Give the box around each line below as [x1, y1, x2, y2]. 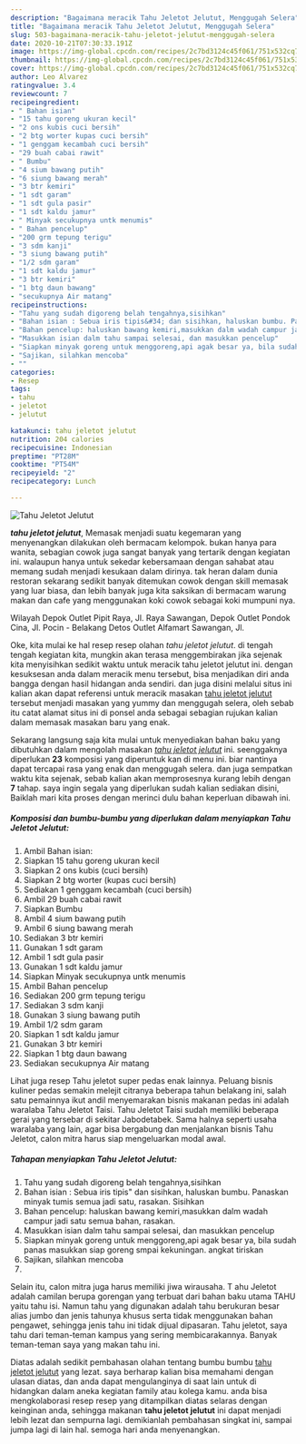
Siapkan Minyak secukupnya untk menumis [23, 970, 186, 981]
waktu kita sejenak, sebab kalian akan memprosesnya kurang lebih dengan [10, 772, 291, 783]
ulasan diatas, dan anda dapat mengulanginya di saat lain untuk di [10, 1376, 257, 1387]
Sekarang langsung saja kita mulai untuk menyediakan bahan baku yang [10, 734, 281, 745]
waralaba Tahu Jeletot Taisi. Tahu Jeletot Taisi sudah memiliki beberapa [10, 1104, 280, 1115]
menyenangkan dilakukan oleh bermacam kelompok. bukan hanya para [10, 536, 277, 547]
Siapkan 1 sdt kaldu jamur [23, 1028, 120, 1039]
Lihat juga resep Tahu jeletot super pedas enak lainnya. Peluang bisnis [10, 1075, 273, 1085]
